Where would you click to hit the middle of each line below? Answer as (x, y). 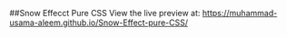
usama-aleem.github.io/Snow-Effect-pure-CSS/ (99, 23)
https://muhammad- (240, 13)
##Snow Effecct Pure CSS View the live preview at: (105, 13)
